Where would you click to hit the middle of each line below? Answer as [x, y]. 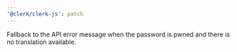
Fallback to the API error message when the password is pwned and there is [118, 34]
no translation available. [41, 42]
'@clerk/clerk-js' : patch [45, 14]
